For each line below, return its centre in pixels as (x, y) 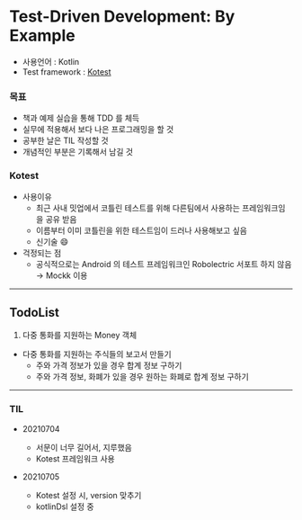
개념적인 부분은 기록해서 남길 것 (77, 152)
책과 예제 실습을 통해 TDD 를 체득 (81, 118)
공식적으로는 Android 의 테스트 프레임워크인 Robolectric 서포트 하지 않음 (164, 264)
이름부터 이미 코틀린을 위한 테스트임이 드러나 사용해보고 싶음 (141, 230)
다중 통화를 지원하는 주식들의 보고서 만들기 (97, 354)
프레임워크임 (263, 208)
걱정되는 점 (42, 253)
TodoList (35, 312)
